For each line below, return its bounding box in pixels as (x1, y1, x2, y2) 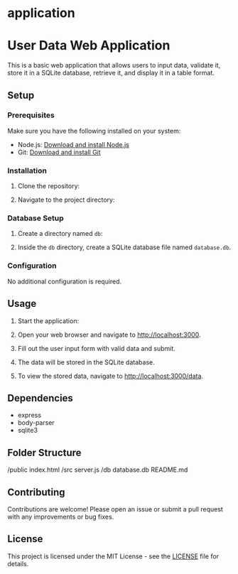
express (17, 411, 41, 420)
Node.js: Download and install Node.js (17, 140, 129, 148)
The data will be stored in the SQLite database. (17, 357, 155, 367)
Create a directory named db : (17, 229, 103, 238)
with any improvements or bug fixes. (7, 512, 114, 521)
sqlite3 (17, 426, 38, 435)
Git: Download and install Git (17, 148, 101, 156)
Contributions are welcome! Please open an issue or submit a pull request (7, 504, 224, 513)
